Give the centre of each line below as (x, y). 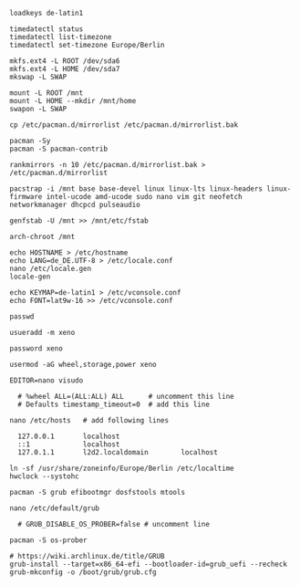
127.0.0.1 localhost (69, 436)
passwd (22, 317)
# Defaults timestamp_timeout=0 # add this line (114, 404)
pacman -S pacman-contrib (58, 149)
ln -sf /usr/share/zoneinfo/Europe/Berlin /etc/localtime (122, 468)
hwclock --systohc (44, 476)
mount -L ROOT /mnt (47, 93)
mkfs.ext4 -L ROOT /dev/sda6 (65, 61)
